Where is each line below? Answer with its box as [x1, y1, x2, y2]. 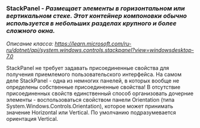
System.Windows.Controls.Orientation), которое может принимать [6, 103, 174, 110]
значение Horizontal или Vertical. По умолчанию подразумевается [6, 109, 177, 116]
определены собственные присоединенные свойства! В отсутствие [6, 84, 181, 91]
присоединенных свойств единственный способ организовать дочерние [6, 90, 193, 97]
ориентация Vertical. [6, 115, 59, 123]
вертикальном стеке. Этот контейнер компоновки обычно [6, 11, 187, 20]
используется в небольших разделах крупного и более [6, 19, 177, 28]
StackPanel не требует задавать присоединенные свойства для [6, 65, 169, 72]
